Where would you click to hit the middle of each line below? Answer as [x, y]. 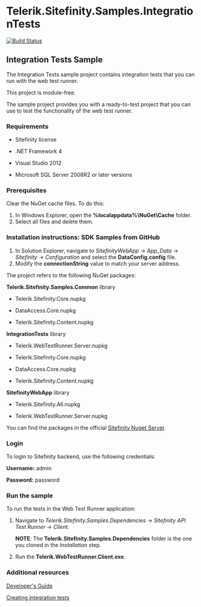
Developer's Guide [29, 586]
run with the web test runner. [42, 80]
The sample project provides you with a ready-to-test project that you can [98, 104]
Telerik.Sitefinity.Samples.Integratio [100, 11]
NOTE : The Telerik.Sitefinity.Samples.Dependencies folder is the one [104, 539]
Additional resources [38, 573]
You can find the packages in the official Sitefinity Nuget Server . [86, 427]
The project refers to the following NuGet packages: [71, 275]
